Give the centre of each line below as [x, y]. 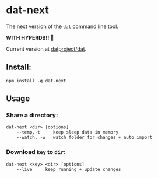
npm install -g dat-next [36, 81]
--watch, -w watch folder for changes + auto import [85, 138]
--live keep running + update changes [69, 169]
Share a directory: [32, 116]
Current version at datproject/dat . [46, 49]
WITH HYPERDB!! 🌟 [30, 37]
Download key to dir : [36, 152]
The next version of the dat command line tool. [62, 26]
